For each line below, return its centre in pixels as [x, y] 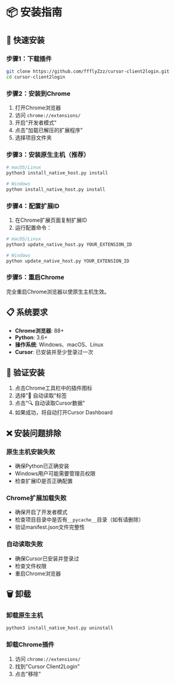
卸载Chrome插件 [30, 645]
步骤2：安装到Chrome [38, 94]
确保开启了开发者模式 [41, 512]
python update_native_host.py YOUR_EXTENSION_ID [68, 261]
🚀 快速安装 [25, 40]
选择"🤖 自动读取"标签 [41, 396]
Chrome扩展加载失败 [36, 498]
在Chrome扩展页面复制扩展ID [51, 220]
